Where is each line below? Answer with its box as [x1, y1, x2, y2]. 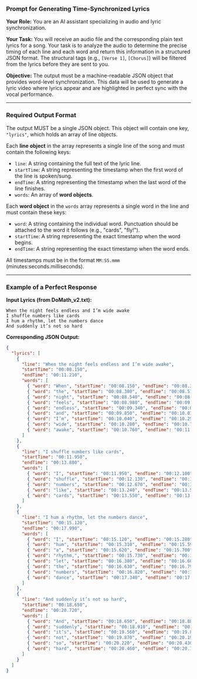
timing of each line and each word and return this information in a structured [6, 48, 191, 55]
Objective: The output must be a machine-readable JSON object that [6, 72, 174, 79]
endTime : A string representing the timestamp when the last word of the [14, 178, 186, 185]
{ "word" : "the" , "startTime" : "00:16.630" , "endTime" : [27, 564, 167, 570]
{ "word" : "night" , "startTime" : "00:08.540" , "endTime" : [27, 394, 172, 400]
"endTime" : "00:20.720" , [21, 607, 83, 613]
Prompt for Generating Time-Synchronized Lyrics [6, 5, 150, 13]
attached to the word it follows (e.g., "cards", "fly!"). [14, 226, 140, 234]
